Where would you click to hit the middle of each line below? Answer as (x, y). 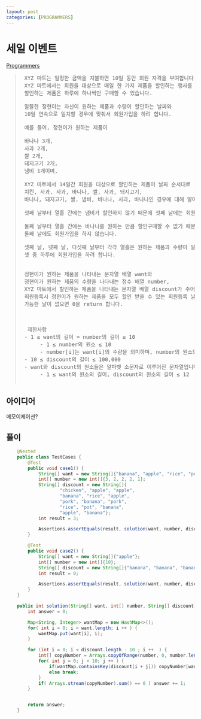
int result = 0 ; (58, 573)
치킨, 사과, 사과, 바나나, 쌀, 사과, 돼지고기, (83, 192)
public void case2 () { (56, 551)
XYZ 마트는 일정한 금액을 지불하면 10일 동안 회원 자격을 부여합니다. (111, 78)
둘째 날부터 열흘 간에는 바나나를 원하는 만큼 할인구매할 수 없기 (103, 226)
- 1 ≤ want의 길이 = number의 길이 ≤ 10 (80, 337)
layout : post (22, 12)
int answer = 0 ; (48, 611)
